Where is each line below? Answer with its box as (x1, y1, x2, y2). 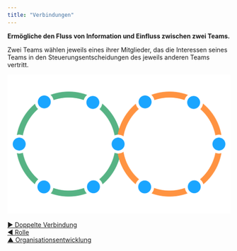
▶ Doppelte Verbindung (7, 221, 78, 229)
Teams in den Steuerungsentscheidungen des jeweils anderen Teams (7, 53, 210, 62)
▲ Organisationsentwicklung (7, 235, 92, 244)
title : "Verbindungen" (7, 11, 74, 18)
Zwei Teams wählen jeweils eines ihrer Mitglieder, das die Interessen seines (7, 45, 228, 54)
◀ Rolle (7, 228, 30, 237)
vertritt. (7, 60, 29, 69)
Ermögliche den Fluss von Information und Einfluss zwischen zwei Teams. (7, 32, 231, 40)
